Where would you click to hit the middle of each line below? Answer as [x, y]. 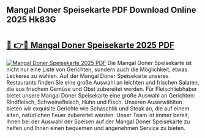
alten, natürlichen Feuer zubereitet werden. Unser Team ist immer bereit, [98, 115]
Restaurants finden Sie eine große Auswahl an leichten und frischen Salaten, [103, 82]
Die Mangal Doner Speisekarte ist [150, 63]
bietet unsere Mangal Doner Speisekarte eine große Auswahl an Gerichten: [101, 95]
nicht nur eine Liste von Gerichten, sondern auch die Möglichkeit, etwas [97, 69]
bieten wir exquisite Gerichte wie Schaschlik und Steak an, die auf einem [98, 109]
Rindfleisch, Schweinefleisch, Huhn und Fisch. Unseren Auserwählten [94, 102]
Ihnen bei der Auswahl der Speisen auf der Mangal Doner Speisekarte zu [98, 121]
